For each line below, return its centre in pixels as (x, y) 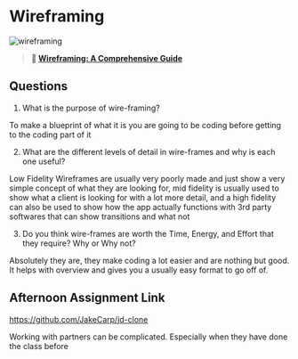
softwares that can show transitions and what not (100, 216)
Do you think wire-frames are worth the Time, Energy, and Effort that (148, 233)
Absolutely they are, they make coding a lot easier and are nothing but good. (149, 260)
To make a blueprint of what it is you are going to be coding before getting (145, 125)
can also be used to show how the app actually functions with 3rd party (141, 207)
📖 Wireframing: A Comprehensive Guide (107, 58)
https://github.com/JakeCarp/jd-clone (79, 319)
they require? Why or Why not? (79, 243)
